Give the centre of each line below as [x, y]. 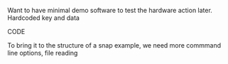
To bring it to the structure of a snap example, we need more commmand [114, 45]
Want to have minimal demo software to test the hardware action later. [110, 10]
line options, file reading [43, 53]
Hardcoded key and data [44, 18]
